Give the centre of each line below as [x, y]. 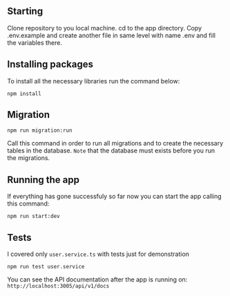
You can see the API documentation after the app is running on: [97, 279]
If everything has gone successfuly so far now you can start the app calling [115, 197]
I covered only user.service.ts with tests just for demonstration [98, 254]
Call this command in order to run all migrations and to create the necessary [115, 144]
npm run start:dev [33, 217]
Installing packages [50, 65]
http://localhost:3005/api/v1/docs [58, 286]
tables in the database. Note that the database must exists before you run [111, 150]
